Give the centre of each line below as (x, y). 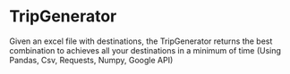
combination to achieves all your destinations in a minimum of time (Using (145, 50)
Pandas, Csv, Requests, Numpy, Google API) (91, 60)
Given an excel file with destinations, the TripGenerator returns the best (141, 41)
